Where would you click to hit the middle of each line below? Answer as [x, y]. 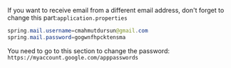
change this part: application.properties [67, 18]
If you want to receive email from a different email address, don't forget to [116, 10]
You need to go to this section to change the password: [88, 51]
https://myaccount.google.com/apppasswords [73, 57]
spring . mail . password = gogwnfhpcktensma [67, 37]
